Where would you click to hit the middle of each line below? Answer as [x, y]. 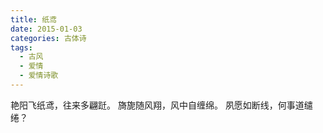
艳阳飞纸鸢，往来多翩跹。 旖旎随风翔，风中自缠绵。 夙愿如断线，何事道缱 [161, 105]
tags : [21, 47]
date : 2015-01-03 [46, 29]
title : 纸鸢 [33, 19]
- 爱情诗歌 [39, 76]
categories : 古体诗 [48, 38]
